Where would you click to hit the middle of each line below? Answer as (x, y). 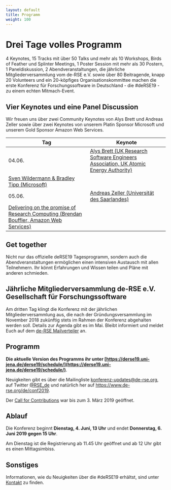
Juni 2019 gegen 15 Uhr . (32, 434)
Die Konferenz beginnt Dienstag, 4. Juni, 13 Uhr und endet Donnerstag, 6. (84, 428)
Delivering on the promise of (42, 208)
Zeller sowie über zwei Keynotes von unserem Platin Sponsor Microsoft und (85, 124)
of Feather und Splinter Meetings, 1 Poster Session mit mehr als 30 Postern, (85, 64)
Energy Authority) (111, 170)
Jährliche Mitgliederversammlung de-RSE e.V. (81, 289)
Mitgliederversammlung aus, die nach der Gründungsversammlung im (79, 314)
